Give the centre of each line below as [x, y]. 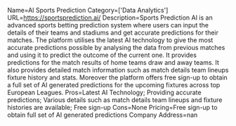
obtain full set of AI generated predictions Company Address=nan [103, 115]
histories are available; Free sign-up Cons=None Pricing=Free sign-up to [112, 107]
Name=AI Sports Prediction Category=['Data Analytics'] [88, 10]
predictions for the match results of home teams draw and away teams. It [113, 62]
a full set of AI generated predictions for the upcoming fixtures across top [114, 85]
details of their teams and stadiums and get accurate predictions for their [113, 32]
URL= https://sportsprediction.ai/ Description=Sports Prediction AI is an [110, 18]
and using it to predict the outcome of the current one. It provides [102, 55]
